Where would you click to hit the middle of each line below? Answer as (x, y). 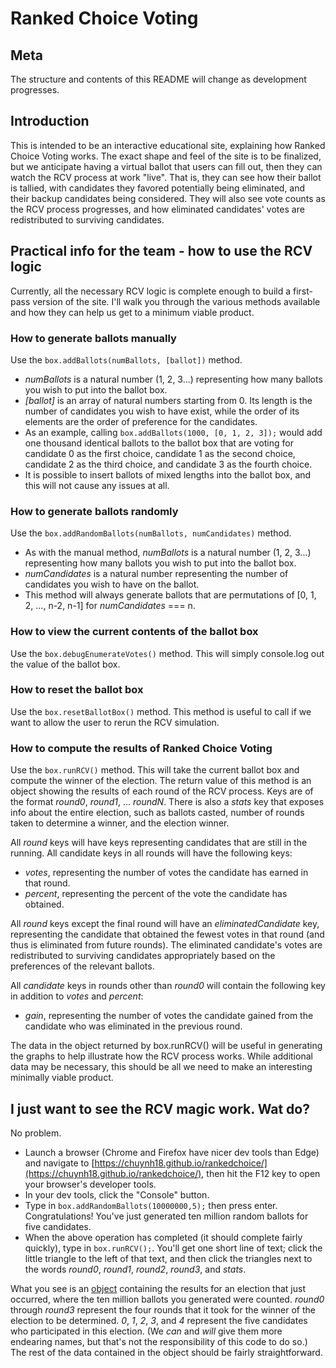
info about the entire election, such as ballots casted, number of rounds (157, 813)
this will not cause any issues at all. (97, 485)
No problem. (36, 1133)
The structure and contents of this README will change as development (158, 79)
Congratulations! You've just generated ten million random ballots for (166, 1216)
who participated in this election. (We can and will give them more (146, 1331)
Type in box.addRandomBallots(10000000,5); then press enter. (151, 1205)
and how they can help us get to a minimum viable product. (132, 312)
